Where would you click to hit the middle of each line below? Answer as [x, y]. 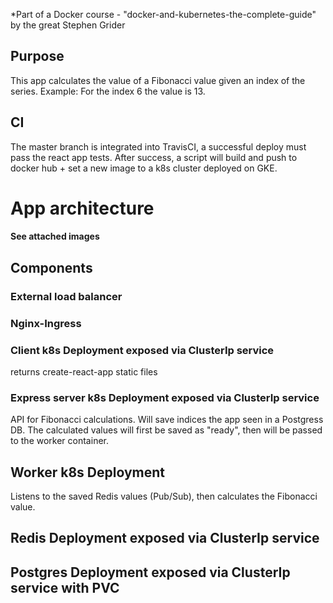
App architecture [82, 208]
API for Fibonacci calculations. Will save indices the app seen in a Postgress [167, 420]
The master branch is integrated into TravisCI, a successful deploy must [158, 146]
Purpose [37, 56]
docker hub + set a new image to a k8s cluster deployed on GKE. [144, 168]
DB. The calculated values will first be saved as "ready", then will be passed [166, 430]
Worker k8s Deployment [88, 472]
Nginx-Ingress [46, 323]
